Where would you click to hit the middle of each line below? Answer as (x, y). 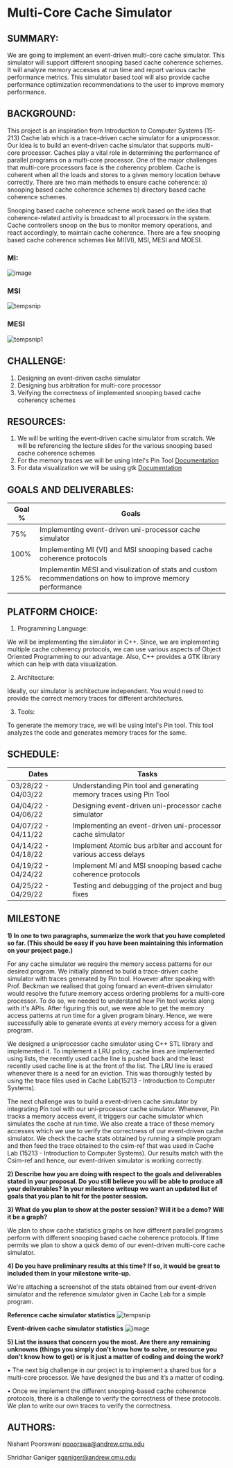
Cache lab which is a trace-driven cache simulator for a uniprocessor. (120, 137)
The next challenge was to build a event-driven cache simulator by (102, 1101)
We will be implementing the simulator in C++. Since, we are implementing (113, 642)
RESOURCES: (36, 422)
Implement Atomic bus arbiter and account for (147, 845)
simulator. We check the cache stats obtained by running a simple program (114, 1138)
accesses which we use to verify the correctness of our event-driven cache (115, 1131)
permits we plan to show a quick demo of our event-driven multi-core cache (116, 1245)
